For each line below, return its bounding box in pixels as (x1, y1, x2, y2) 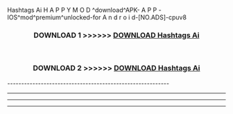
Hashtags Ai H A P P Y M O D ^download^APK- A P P (7, 6, 157, 14)
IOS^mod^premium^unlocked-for (7, 13, 101, 21)
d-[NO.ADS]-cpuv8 (131, 13, 187, 21)
